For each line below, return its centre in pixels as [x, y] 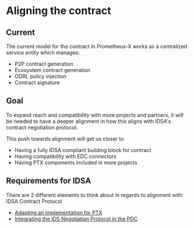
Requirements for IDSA [49, 181]
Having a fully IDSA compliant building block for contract [83, 150]
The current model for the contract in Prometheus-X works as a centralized [96, 46]
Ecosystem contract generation [52, 70]
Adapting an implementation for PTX [58, 212]
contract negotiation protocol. [42, 127]
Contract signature [37, 82]
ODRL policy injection [40, 76]
